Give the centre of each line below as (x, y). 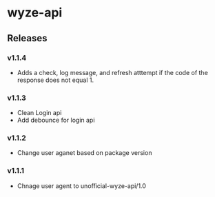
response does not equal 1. (55, 80)
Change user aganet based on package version (84, 153)
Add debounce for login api (56, 120)
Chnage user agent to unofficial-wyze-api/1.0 (82, 186)
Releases (27, 38)
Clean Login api (39, 113)
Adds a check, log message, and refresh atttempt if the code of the (112, 72)
